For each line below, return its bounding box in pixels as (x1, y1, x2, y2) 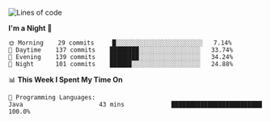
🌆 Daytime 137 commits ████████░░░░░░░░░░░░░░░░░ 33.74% (8, 46, 233, 54)
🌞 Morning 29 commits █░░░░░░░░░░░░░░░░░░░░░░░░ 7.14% (8, 39, 232, 47)
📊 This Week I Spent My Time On (8, 75, 123, 84)
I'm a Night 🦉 (8, 23, 53, 32)
